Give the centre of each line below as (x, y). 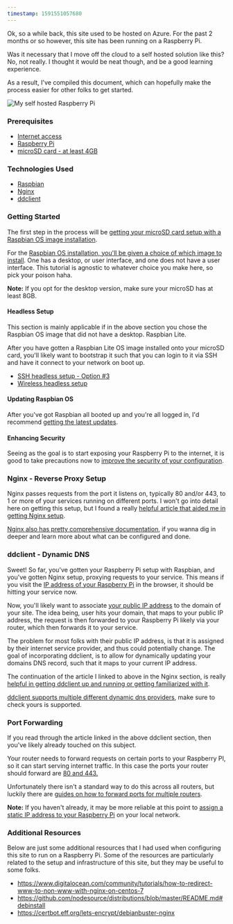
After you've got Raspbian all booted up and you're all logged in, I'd (103, 414)
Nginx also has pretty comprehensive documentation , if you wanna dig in (112, 529)
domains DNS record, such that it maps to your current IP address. (102, 662)
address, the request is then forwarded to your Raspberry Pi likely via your (113, 620)
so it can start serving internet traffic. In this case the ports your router (108, 766)
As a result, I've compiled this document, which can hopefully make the (109, 82)
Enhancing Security (36, 438)
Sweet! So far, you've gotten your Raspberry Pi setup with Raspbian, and (111, 570)
